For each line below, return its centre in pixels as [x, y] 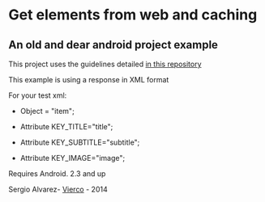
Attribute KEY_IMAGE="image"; [73, 158]
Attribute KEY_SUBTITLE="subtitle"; [80, 142]
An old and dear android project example [113, 45]
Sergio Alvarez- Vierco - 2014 [58, 189]
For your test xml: [38, 95]
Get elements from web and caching [133, 15]
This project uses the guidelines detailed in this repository [105, 64]
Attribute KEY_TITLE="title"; [66, 126]
